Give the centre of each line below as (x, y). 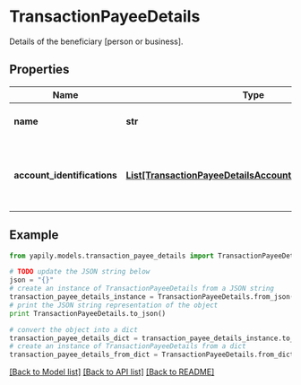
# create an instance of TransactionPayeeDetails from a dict (128, 346)
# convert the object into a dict (74, 329)
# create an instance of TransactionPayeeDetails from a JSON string (142, 289)
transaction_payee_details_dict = (74, 338)
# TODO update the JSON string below (80, 272)
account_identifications (66, 175)
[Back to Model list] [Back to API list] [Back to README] (112, 372)
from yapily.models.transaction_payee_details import (112, 256)
